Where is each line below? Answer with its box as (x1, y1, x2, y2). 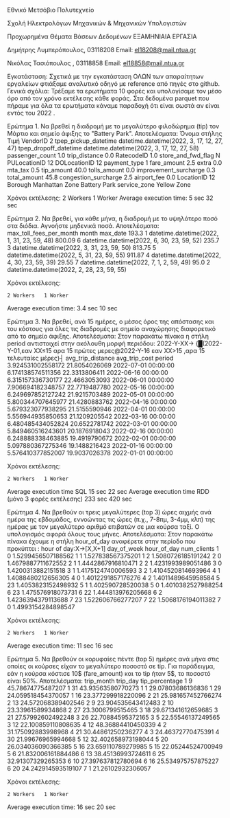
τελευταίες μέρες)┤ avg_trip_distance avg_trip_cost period (7, 354, 174, 362)
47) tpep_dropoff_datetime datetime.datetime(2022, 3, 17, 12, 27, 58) (7, 144, 200, 152)
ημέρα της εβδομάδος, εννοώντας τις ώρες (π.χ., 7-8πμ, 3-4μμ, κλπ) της (7, 515, 216, 523)
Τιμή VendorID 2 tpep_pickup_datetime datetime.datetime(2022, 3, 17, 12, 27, (7, 137, 223, 145)
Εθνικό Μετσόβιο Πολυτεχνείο (7, 6, 94, 14)
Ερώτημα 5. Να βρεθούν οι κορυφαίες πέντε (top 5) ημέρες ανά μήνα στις (7, 655, 220, 663)
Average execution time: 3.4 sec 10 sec (7, 304, 118, 312)
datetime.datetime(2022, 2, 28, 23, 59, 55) (7, 266, 127, 273)
